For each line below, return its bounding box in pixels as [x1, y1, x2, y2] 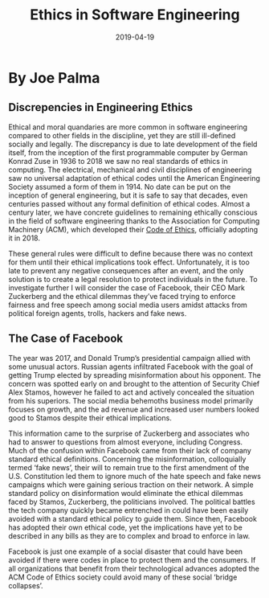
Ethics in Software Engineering [30, 6, 240, 24]
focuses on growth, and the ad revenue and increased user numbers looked [8, 404, 259, 414]
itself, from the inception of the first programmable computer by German [8, 147, 248, 158]
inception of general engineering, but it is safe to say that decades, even [8, 190, 248, 200]
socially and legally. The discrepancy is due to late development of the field [8, 139, 258, 149]
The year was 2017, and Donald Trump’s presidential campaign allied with [8, 353, 251, 362]
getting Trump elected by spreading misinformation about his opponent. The [8, 370, 261, 379]
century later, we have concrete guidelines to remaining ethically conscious [8, 207, 259, 217]
